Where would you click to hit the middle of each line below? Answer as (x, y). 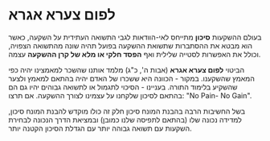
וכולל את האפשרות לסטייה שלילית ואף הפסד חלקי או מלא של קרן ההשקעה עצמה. (135, 54)
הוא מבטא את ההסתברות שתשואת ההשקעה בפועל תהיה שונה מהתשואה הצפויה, (131, 45)
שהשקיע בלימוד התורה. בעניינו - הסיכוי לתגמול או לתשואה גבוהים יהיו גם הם (123, 87)
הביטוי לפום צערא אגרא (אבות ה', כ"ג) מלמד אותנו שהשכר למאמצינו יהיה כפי (127, 69)
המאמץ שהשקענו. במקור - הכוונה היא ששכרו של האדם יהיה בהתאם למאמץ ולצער (132, 78)
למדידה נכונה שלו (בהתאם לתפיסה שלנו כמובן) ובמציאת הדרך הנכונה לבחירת (125, 119)
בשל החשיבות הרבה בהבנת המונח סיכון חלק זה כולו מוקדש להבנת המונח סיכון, (127, 111)
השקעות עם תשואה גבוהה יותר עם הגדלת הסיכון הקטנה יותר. (100, 128)
